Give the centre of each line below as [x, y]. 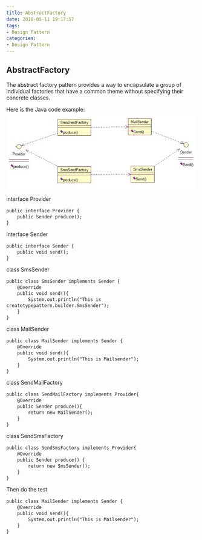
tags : [13, 25]
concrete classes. [28, 98]
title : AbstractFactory [36, 13]
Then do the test [27, 489]
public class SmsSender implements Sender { [63, 281]
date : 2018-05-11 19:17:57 [40, 19]
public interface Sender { [40, 246]
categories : [21, 39]
